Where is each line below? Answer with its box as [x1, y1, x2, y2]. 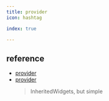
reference [6, 53, 44, 64]
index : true [6, 26, 37, 32]
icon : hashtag [6, 15, 43, 21]
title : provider [6, 9, 47, 15]
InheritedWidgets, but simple [30, 88, 103, 95]
